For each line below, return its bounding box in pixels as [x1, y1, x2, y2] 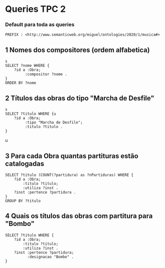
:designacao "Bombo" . [27, 254, 74, 259]
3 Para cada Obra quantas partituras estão [5, 152, 138, 160]
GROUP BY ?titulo [5, 198, 41, 203]
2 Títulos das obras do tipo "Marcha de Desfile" [5, 94, 155, 102]
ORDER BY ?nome [5, 81, 37, 86]
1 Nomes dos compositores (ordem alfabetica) [5, 45, 150, 54]
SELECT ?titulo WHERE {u [5, 111, 56, 117]
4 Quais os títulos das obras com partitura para [5, 212, 153, 221]
